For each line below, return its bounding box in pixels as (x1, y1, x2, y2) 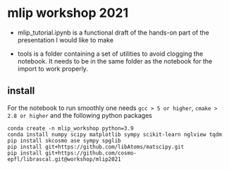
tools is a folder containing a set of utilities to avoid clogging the (17, 49, 204, 58)
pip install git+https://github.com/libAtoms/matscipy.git (7, 143, 185, 150)
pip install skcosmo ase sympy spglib (7, 137, 121, 144)
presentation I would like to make (17, 35, 114, 44)
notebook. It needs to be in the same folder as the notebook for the (17, 56, 213, 65)
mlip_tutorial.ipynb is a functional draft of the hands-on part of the (17, 28, 209, 37)
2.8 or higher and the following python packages (7, 111, 153, 119)
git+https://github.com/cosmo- (44, 150, 137, 157)
